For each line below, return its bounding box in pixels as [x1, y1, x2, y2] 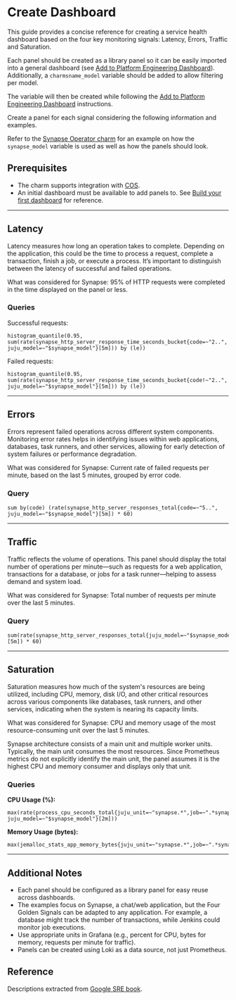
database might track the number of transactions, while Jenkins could [17, 916, 220, 924]
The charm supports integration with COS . [17, 181, 140, 189]
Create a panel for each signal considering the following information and [7, 113, 216, 122]
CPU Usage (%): [7, 796, 56, 804]
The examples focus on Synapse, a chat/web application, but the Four [17, 901, 221, 909]
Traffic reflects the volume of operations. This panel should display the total [7, 555, 227, 563]
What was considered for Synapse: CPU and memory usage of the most [7, 719, 216, 727]
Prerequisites [7, 163, 67, 175]
